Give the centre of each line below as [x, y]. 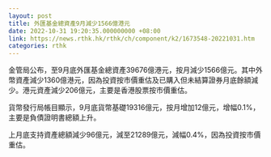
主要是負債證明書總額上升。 [55, 117]
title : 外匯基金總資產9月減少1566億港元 [70, 23]
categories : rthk [38, 46]
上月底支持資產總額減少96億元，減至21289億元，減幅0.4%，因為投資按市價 [135, 135]
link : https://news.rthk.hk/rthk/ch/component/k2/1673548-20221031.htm [131, 38]
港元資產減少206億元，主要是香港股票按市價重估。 [107, 91]
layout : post [30, 16]
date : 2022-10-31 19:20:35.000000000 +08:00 [85, 31]
